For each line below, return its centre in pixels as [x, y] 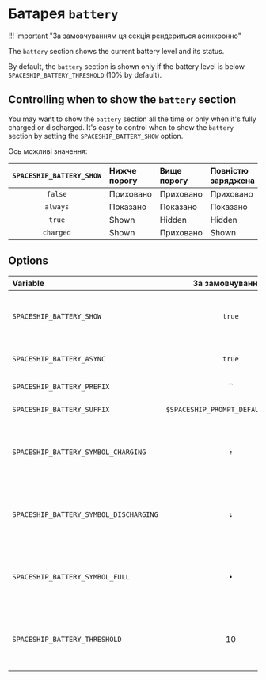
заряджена [233, 181]
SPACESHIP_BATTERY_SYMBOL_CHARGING [79, 452]
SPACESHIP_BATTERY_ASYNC [59, 359]
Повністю [230, 170]
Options [28, 261]
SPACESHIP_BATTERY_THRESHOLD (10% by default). [85, 74]
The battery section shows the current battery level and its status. [116, 51]
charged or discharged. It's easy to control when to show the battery [121, 127]
